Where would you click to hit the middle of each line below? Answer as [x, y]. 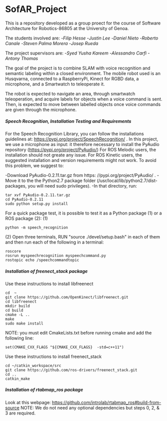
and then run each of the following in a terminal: [54, 242]
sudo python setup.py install [37, 203]
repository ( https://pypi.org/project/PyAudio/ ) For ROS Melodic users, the [81, 149]
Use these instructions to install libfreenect [49, 283]
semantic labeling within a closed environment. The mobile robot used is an [83, 73]
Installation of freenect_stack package [46, 271]
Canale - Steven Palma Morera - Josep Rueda [52, 43]
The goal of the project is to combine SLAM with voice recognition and [78, 68]
